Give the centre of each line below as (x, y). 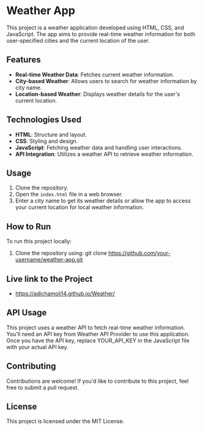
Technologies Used (44, 120)
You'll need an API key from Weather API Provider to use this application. (98, 334)
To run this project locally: (39, 241)
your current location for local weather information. (79, 207)
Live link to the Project (50, 279)
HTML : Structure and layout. (51, 134)
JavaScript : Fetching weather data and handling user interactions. (99, 147)
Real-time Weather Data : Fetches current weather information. (94, 75)
